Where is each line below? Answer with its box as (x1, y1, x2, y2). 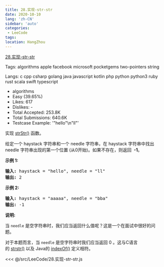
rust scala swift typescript (5, 78, 58, 84)
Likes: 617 (12, 99, 33, 105)
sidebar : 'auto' (5, 21, 39, 26)
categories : (5, 26, 30, 31)
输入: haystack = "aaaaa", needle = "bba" (5, 196, 108, 201)
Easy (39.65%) (12, 93, 43, 99)
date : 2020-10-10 (5, 12, 41, 17)
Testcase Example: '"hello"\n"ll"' (12, 120, 79, 126)
